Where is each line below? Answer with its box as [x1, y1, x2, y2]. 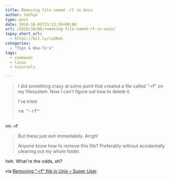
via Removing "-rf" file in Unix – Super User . [5, 168, 98, 174]
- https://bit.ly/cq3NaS [10, 36, 63, 41]
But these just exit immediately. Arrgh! [17, 133, 98, 139]
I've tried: [17, 98, 38, 105]
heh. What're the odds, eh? [5, 158, 62, 164]
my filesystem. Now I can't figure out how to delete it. [17, 88, 131, 95]
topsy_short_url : [5, 31, 42, 36]
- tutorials [10, 64, 36, 70]
